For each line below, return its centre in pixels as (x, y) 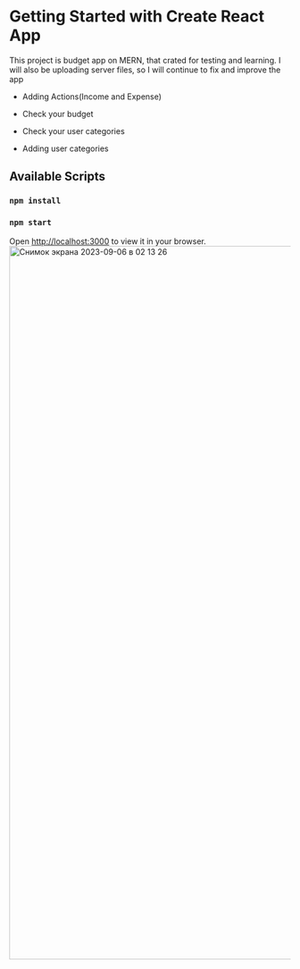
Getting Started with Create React (137, 17)
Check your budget (58, 114)
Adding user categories (65, 148)
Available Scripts (57, 177)
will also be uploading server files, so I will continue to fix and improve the (145, 70)
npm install (35, 201)
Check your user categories (73, 131)
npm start (30, 223)
